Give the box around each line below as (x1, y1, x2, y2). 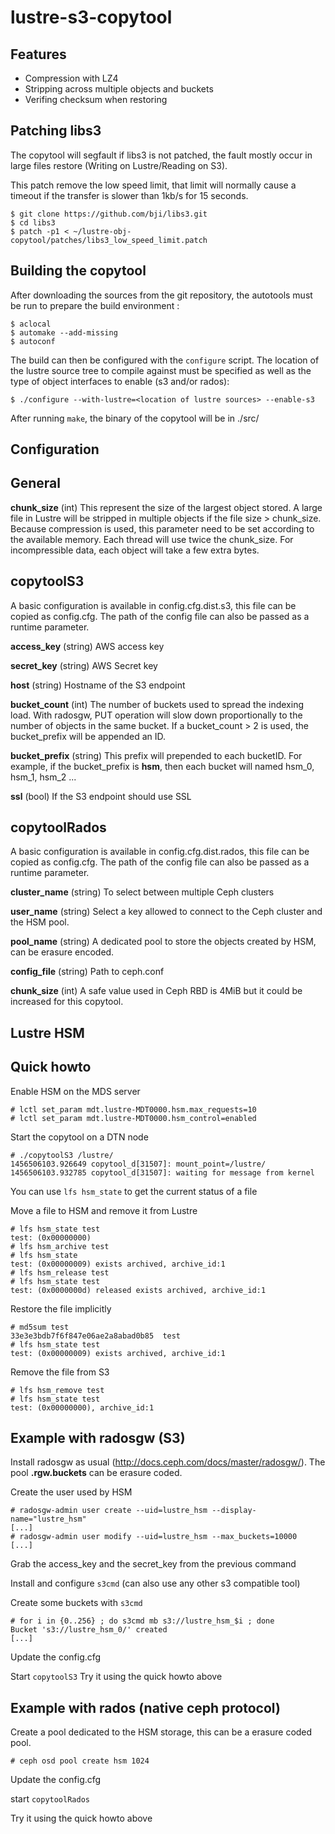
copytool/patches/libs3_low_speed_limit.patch (10, 235, 208, 245)
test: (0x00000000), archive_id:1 (10, 1402, 155, 1413)
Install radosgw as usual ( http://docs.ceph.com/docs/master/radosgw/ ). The (10, 1456, 326, 1468)
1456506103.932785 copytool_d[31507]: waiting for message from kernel (10, 1167, 315, 1178)
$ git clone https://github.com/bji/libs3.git (10, 209, 208, 219)
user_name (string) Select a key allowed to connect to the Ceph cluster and (10, 906, 323, 918)
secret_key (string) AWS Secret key (10, 659, 158, 671)
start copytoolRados (10, 1793, 90, 1805)
